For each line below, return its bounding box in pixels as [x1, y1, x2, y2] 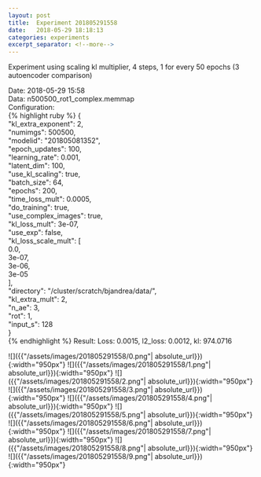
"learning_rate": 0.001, [8, 152, 81, 162]
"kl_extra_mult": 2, [8, 295, 68, 304]
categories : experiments [8, 33, 90, 42]
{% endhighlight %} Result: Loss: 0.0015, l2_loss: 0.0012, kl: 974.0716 [8, 336, 233, 346]
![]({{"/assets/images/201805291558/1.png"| [67, 360, 211, 369]
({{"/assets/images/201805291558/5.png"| [8, 410, 146, 420]
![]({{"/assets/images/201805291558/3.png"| [8, 385, 153, 394]
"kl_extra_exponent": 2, [8, 119, 84, 129]
